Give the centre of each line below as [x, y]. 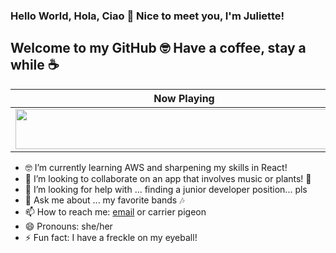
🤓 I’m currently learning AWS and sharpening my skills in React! [156, 167]
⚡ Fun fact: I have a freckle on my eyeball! [111, 237]
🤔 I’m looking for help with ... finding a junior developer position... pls [166, 189]
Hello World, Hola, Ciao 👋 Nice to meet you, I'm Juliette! [147, 16]
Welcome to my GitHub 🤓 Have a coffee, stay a [158, 48]
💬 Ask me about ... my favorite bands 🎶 [104, 200]
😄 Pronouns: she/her [68, 226]
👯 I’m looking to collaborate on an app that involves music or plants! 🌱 [168, 178]
